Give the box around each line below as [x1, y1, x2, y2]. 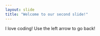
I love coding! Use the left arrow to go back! [5, 25, 95, 31]
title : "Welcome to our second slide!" [5, 12, 88, 17]
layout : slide [5, 7, 35, 12]
